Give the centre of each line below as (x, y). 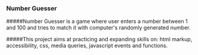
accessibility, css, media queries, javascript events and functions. (87, 45)
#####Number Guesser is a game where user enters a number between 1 (97, 22)
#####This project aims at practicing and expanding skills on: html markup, (99, 39)
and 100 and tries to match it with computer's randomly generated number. (98, 27)
